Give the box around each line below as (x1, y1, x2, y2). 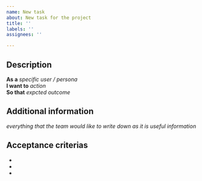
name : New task (6, 9, 45, 15)
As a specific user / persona (6, 76, 78, 83)
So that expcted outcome (6, 88, 71, 96)
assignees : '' (6, 32, 43, 38)
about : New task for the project (6, 15, 92, 21)
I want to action (6, 82, 46, 89)
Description (6, 59, 52, 70)
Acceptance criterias (6, 140, 88, 151)
